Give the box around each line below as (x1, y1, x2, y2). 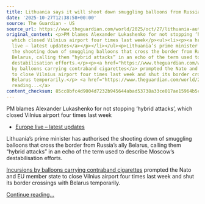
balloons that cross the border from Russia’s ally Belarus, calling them (6, 141, 182, 149)
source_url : (6, 26, 37, 32)
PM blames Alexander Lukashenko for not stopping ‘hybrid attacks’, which (6, 105, 193, 112)
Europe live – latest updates (15, 123, 85, 130)
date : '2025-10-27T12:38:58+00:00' (6, 15, 97, 21)
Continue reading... (6, 191, 55, 198)
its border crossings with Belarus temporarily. (6, 179, 121, 186)
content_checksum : (6, 88, 53, 94)
